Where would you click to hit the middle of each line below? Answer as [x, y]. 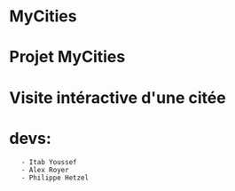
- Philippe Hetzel [55, 178]
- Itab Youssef [49, 162]
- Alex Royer [45, 170]
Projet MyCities [67, 57]
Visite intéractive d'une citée [117, 97]
